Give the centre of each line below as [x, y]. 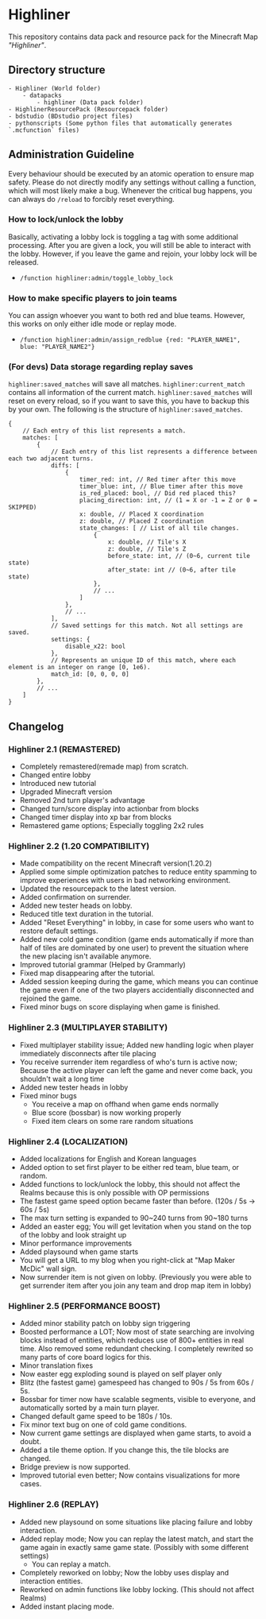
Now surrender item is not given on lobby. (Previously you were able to [136, 1277]
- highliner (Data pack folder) [91, 102]
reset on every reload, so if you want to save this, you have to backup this [129, 401]
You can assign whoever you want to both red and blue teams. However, [127, 316]
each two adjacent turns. [51, 459]
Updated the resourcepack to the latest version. [98, 889]
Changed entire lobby [55, 775]
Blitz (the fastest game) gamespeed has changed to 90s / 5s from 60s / [137, 1383]
